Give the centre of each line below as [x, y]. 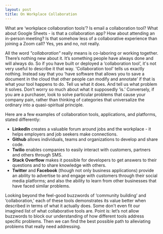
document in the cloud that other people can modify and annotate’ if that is [80, 79]
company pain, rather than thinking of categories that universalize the [75, 99]
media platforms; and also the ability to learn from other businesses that [84, 180]
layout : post [18, 10]
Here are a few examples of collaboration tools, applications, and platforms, [81, 114]
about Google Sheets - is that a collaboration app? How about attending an [80, 33]
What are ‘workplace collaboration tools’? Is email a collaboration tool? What [81, 28]
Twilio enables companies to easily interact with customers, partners [81, 150]
